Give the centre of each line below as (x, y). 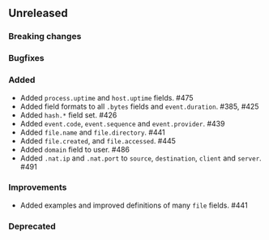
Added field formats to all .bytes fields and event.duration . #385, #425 (139, 106)
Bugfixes (26, 58)
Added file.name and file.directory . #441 (92, 132)
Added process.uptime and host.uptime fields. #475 (107, 97)
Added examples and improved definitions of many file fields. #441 (134, 205)
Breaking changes (45, 36)
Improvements (38, 187)
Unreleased (38, 13)
